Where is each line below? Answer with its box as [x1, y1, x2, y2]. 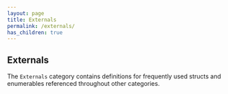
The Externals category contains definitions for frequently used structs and [7, 72, 221, 80]
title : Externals [7, 16, 57, 23]
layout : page [7, 10, 45, 17]
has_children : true [7, 29, 63, 36]
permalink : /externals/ [7, 22, 76, 29]
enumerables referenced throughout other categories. [7, 80, 160, 88]
